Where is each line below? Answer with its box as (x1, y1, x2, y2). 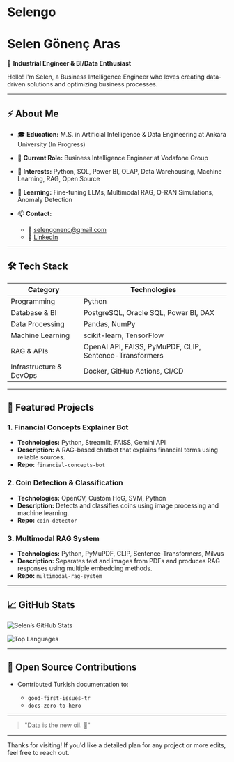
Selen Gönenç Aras (7, 36, 121, 52)
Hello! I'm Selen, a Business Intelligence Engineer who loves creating (7, 73, 205, 81)
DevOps (10, 370, 38, 380)
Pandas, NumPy (83, 319, 136, 328)
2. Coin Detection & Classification (7, 478, 123, 488)
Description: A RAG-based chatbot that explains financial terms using (17, 445, 218, 454)
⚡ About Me (7, 107, 59, 119)
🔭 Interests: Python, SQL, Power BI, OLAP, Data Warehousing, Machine (17, 167, 222, 175)
